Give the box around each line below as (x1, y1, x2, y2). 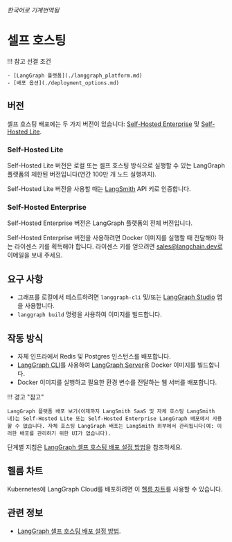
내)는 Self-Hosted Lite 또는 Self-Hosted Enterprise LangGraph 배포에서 (7, 415, 210, 422)
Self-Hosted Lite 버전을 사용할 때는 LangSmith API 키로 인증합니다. (7, 185, 192, 193)
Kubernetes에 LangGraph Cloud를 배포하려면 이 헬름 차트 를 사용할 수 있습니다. (7, 485, 223, 493)
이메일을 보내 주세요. (7, 251, 63, 260)
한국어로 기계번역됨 (7, 6, 60, 14)
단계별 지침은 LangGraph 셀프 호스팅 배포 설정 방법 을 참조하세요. (7, 442, 183, 451)
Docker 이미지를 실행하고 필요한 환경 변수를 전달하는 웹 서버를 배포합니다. (17, 378, 217, 386)
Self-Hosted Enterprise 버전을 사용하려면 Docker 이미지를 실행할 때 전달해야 (7, 234, 217, 242)
